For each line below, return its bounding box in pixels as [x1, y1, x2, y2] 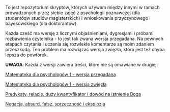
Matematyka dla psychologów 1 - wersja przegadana [5, 71, 116, 78]
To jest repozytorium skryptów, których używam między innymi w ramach [5, 5, 160, 10]
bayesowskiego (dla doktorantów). [5, 20, 78, 26]
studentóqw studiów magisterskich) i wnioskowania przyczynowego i [5, 15, 151, 21]
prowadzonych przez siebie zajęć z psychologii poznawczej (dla [5, 10, 140, 16]
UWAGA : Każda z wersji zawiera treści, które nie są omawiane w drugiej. [5, 62, 158, 67]
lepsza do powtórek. [5, 52, 48, 58]
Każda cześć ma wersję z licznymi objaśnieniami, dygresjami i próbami [5, 30, 154, 36]
